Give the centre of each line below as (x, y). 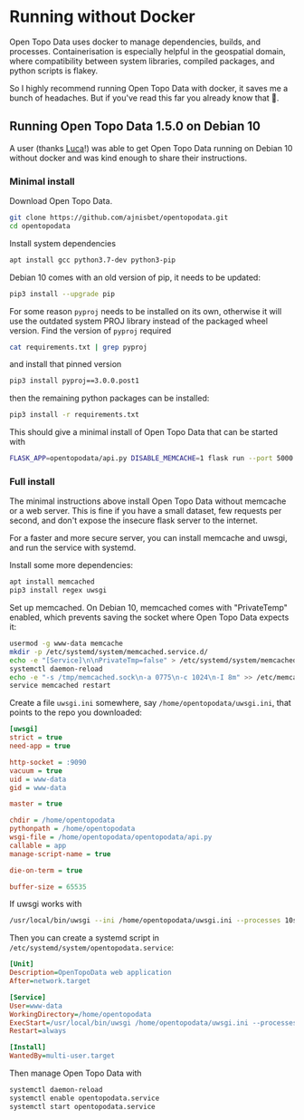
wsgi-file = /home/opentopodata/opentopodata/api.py (111, 837)
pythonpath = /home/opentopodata (72, 829)
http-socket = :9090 (48, 762)
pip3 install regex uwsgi (58, 591)
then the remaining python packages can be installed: (109, 398)
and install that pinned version (66, 364)
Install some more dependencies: (71, 565)
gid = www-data (38, 787)
